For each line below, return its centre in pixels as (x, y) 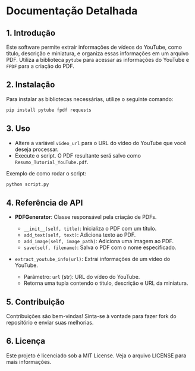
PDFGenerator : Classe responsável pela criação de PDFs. (86, 217)
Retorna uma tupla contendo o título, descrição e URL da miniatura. (106, 283)
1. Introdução (31, 33)
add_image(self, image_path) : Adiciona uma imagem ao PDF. (99, 241)
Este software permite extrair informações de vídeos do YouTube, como (94, 47)
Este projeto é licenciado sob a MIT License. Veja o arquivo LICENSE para (96, 356)
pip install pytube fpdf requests (49, 110)
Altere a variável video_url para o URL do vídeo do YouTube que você (100, 143)
